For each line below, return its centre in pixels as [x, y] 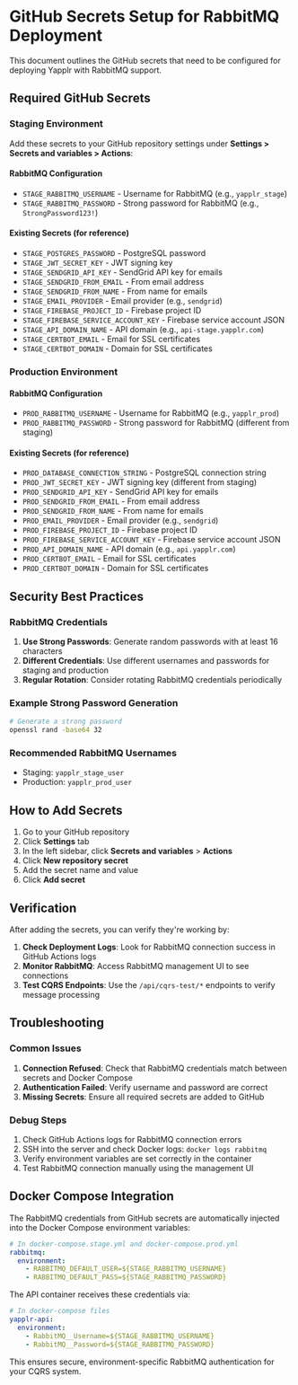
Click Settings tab [56, 842]
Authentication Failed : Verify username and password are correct [145, 1087]
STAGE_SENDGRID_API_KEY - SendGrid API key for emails [122, 272]
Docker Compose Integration [92, 1196]
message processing [61, 995]
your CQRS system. [45, 1371]
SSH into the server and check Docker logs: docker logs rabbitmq [145, 1149]
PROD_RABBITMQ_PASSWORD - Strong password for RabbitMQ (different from [156, 423]
